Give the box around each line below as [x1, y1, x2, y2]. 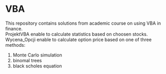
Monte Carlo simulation [12, 52, 63, 58]
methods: [5, 42, 26, 48]
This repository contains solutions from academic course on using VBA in [5, 20, 161, 26]
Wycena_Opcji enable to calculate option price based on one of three [5, 36, 152, 43]
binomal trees [12, 57, 42, 63]
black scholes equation [12, 63, 62, 69]
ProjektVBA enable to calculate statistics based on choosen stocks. [5, 31, 148, 37]
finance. [5, 25, 23, 31]
